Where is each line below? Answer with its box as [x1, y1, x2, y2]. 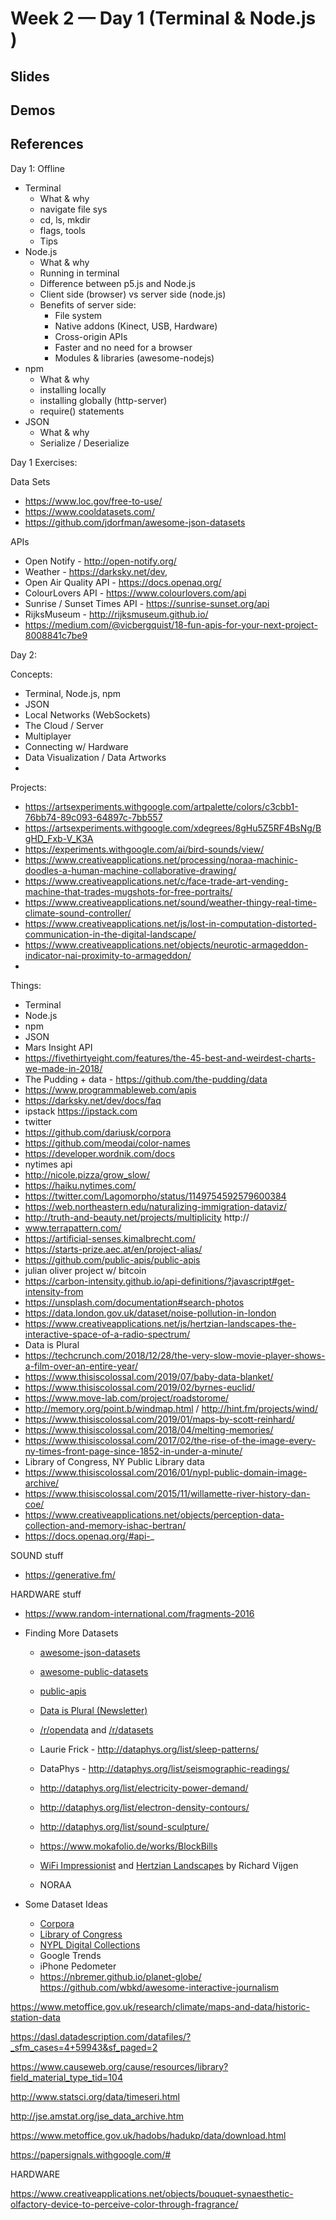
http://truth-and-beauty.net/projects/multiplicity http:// [24, 1211, 250, 1223]
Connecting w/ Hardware [24, 740, 129, 752]
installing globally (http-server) [39, 394, 168, 406]
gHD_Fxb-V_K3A [24, 832, 94, 844]
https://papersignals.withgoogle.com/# [10, 2148, 172, 2161]
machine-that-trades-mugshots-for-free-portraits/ [24, 885, 233, 897]
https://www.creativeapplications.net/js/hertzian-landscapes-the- [24, 1317, 297, 1329]
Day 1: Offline [10, 162, 65, 174]
